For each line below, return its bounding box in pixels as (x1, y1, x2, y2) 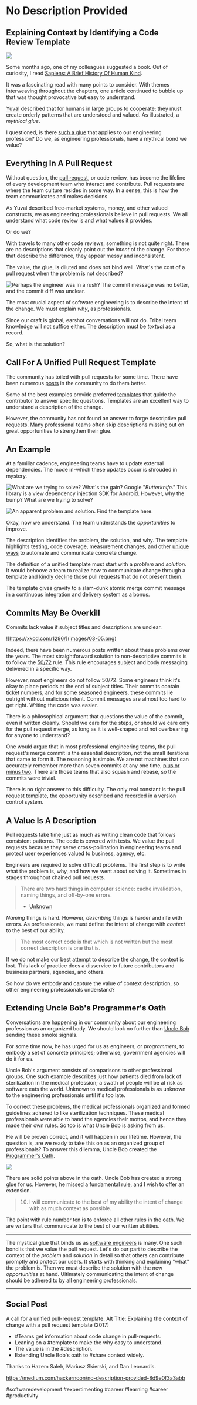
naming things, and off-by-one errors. (20, 892, 113, 899)
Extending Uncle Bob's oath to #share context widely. (14, 1351, 145, 1358)
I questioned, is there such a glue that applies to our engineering (6, 129, 162, 136)
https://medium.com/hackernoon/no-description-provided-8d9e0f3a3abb (6, 1374, 186, 1381)
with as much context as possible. (29, 1204, 112, 1211)
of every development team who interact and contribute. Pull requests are (6, 180, 185, 187)
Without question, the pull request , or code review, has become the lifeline (6, 174, 186, 181)
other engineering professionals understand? (6, 986, 116, 993)
